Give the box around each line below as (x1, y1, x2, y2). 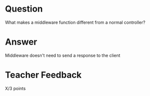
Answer (5, 36, 37, 48)
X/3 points (5, 85, 26, 91)
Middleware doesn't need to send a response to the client (5, 52, 120, 58)
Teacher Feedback (5, 69, 82, 80)
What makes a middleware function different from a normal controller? (5, 19, 146, 25)
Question (5, 3, 43, 15)
